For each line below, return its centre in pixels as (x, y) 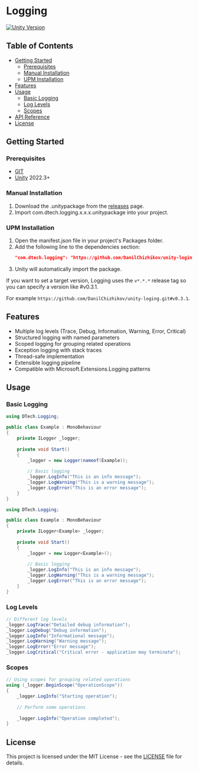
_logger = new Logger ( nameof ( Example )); (78, 460)
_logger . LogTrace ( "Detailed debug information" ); (69, 625)
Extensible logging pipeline (48, 362)
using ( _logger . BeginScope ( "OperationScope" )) (64, 685)
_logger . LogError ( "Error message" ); (51, 647)
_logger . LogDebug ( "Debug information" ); (57, 630)
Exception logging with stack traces (58, 350)
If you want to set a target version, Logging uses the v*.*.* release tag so (96, 280)
